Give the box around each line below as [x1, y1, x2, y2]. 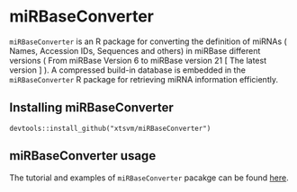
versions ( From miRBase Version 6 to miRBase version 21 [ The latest [9, 55, 267, 65]
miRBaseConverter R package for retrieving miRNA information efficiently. [9, 74, 279, 84]
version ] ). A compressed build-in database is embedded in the [9, 65, 246, 75]
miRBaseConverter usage [9, 148, 157, 163]
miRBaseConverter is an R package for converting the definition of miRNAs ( [9, 36, 288, 47]
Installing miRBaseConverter [9, 100, 174, 116]
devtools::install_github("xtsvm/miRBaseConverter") [9, 124, 211, 133]
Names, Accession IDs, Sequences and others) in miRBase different [9, 45, 261, 56]
